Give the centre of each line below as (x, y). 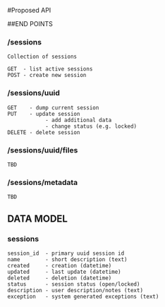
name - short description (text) (68, 259)
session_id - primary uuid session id (66, 253)
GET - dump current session (53, 108)
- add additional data (78, 120)
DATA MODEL (38, 218)
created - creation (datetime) (60, 265)
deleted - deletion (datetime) (60, 278)
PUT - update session (44, 114)
